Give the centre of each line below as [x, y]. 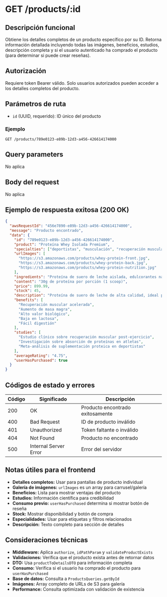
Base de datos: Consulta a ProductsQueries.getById [66, 579]
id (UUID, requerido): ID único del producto [56, 116]
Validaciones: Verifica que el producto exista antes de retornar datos [83, 557]
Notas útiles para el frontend [50, 470]
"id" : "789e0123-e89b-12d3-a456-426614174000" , [64, 240]
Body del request [32, 182]
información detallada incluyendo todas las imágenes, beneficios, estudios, [82, 45]
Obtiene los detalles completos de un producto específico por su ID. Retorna [83, 39]
